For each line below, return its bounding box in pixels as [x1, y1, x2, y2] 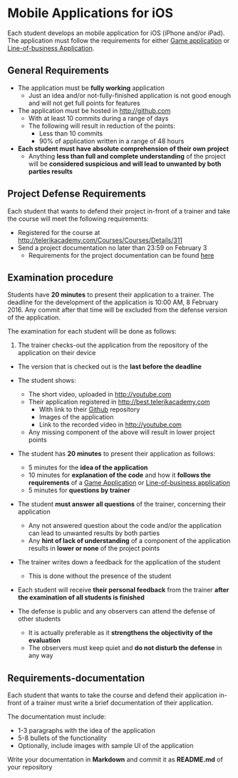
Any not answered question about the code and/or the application [28, 522, 222, 530]
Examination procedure [7, 271, 114, 284]
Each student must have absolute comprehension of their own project [17, 144, 229, 153]
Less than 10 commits [38, 129, 103, 137]
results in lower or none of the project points [28, 544, 160, 553]
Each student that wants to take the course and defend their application [7, 691, 218, 699]
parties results [28, 166, 73, 176]
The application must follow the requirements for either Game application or [7, 36, 230, 44]
